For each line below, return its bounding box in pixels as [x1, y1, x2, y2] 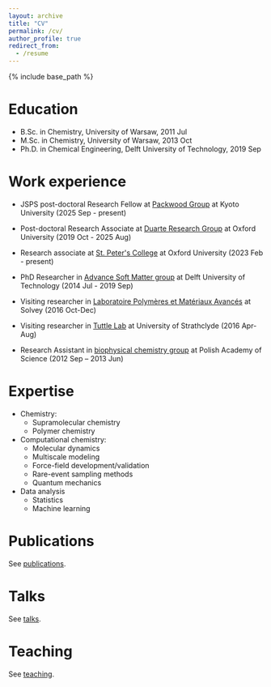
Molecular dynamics [32, 443, 100, 453]
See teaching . [8, 669, 55, 679]
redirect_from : [8, 42, 60, 50]
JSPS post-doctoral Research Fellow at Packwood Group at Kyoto [19, 199, 240, 209]
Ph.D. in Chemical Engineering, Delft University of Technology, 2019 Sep [19, 143, 261, 154]
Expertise [8, 382, 74, 401]
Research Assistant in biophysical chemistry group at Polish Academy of [19, 345, 262, 355]
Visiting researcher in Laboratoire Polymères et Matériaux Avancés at [19, 297, 252, 306]
